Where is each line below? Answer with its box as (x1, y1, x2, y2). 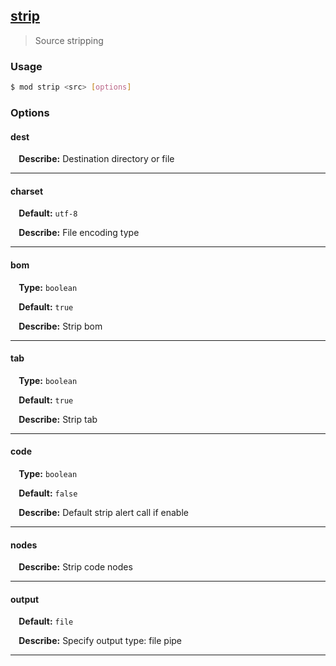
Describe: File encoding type (18, 227, 140, 239)
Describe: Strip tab (18, 413, 98, 425)
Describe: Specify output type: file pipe (18, 635, 183, 647)
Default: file (18, 615, 74, 628)
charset (10, 185, 44, 197)
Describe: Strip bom (18, 320, 103, 332)
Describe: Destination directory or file (18, 153, 175, 165)
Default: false (18, 487, 78, 499)
